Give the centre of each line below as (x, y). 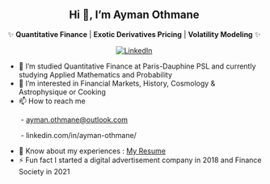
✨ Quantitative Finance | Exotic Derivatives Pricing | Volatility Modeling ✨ (134, 34)
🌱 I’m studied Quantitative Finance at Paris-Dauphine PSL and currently (137, 66)
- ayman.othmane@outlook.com (74, 119)
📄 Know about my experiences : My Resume (92, 151)
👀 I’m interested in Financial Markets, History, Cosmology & (117, 83)
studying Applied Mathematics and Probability (95, 74)
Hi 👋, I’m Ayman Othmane (134, 15)
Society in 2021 (44, 171)
